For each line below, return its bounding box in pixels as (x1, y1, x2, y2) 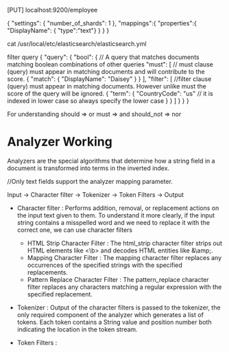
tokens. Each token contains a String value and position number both (16, 318, 212, 326)
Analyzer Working (7, 134, 113, 150)
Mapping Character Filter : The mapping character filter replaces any (27, 253, 222, 261)
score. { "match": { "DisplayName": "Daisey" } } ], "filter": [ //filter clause (7, 75, 212, 83)
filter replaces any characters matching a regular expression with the (27, 283, 222, 291)
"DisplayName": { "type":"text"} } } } (7, 27, 110, 34)
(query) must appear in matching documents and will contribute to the (7, 68, 205, 75)
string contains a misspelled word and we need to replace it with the (16, 218, 210, 226)
